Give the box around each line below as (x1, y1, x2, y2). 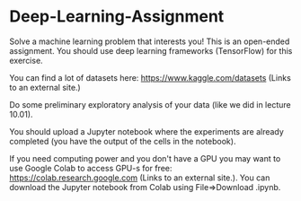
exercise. (9, 55, 43, 66)
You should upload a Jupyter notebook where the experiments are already (9, 126, 285, 136)
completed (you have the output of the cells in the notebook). (9, 135, 236, 146)
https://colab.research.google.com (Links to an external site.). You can (9, 172, 270, 183)
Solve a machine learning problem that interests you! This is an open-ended (9, 36, 290, 47)
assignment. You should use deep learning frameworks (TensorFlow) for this (9, 45, 293, 56)
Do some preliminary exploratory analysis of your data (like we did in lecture (9, 99, 291, 109)
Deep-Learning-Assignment (9, 6, 225, 27)
